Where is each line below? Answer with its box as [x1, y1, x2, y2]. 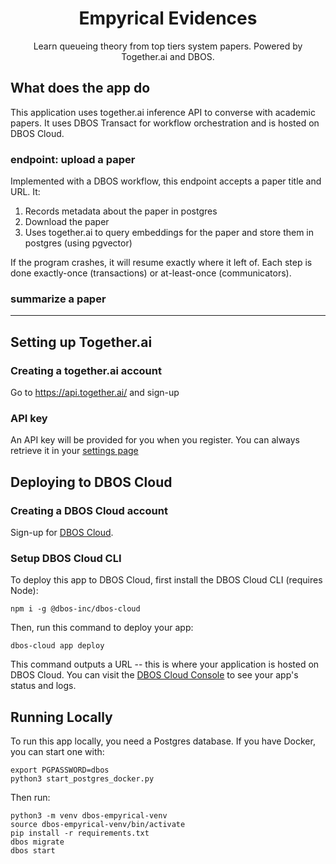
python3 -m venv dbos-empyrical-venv [10, 811, 168, 821]
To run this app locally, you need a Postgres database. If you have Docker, [10, 735, 316, 747]
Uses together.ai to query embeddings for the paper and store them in [24, 227, 315, 239]
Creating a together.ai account [10, 363, 162, 377]
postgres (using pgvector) [24, 237, 133, 249]
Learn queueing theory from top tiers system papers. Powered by [33, 40, 303, 52]
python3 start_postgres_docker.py [10, 774, 155, 784]
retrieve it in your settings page [10, 445, 139, 457]
